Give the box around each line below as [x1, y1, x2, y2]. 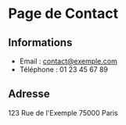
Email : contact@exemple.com [19, 56, 117, 66]
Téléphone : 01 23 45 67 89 [19, 65, 108, 74]
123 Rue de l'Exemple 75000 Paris [8, 108, 119, 117]
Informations [8, 36, 73, 49]
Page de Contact [8, 5, 119, 23]
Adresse [8, 87, 51, 101]
